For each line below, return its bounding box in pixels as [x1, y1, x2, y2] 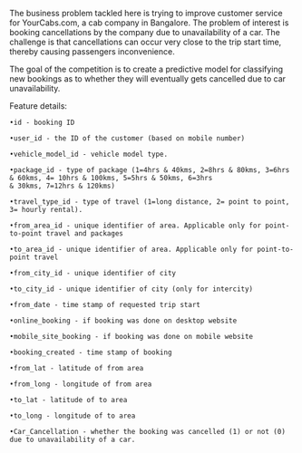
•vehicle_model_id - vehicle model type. [9, 149, 169, 159]
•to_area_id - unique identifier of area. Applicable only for [9, 245, 254, 254]
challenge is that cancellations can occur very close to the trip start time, [9, 36, 282, 47]
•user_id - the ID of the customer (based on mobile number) [9, 134, 246, 143]
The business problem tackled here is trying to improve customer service [9, 8, 283, 18]
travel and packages [45, 229, 124, 238]
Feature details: [9, 101, 68, 111]
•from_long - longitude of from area [9, 380, 152, 389]
